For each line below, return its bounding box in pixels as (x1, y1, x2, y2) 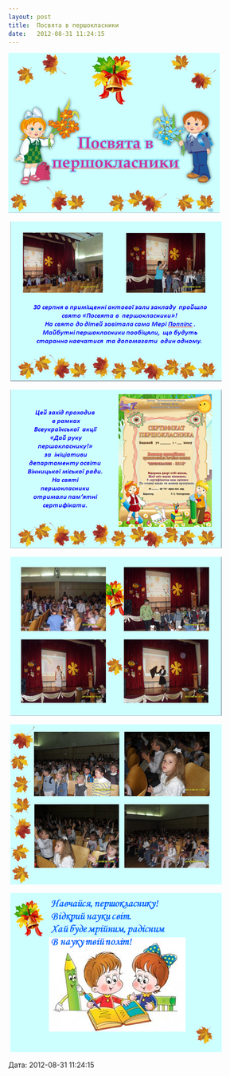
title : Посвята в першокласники (8, 21, 119, 30)
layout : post (8, 13, 52, 21)
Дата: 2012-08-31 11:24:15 (8, 1060, 95, 1070)
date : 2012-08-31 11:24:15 (8, 30, 105, 38)
